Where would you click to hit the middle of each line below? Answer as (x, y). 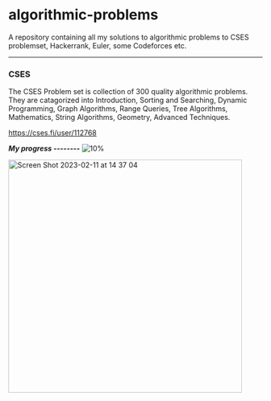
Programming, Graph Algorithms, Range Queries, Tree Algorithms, (118, 109)
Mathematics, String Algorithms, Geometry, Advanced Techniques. (119, 118)
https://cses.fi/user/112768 (52, 133)
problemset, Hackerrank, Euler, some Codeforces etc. (98, 45)
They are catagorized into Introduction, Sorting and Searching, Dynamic (128, 100)
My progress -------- (44, 149)
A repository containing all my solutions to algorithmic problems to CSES (129, 37)
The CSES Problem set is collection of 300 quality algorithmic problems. (128, 92)
